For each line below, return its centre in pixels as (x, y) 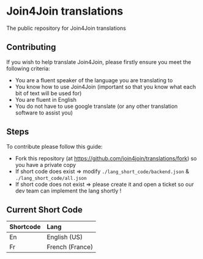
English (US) (65, 237)
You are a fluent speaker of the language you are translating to (94, 80)
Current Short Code (45, 209)
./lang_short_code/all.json (51, 178)
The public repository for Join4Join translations (66, 28)
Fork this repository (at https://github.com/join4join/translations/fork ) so (106, 158)
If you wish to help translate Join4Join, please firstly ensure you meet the (99, 62)
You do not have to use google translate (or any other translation (96, 106)
